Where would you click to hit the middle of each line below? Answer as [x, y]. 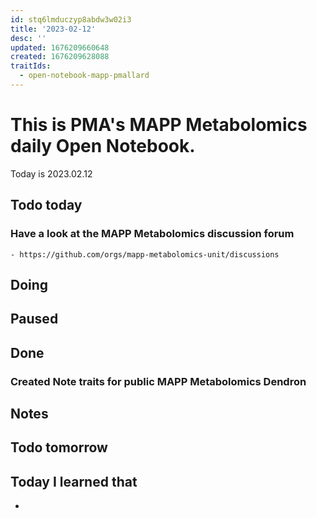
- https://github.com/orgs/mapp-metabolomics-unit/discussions [145, 254]
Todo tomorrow [59, 447]
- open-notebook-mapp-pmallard [84, 76]
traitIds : [31, 66]
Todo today [46, 205]
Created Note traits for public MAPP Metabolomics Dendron [158, 381]
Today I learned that [74, 481]
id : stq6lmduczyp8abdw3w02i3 [71, 19]
